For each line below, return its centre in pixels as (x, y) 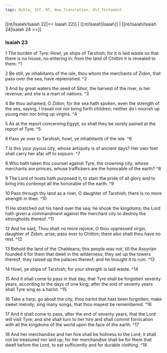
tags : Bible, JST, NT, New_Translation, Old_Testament (63, 10)
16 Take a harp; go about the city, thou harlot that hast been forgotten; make (84, 299)
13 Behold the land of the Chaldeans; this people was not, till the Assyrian (81, 249)
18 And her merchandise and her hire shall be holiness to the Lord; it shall (81, 334)
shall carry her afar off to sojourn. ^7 (43, 153)
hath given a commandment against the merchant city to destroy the (76, 213)
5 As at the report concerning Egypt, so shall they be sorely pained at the (80, 123)
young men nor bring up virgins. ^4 (41, 114)
